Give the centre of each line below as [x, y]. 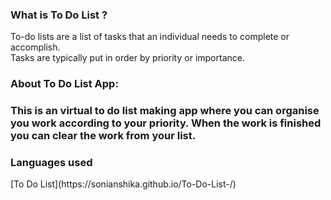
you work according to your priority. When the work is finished [166, 123]
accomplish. [35, 47]
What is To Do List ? [59, 15]
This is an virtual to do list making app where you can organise [165, 111]
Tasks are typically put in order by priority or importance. [127, 58]
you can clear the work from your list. [103, 136]
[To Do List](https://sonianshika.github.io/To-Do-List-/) [123, 184]
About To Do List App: [64, 84]
